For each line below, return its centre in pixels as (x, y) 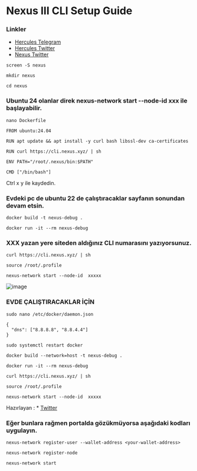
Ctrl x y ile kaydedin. (31, 183)
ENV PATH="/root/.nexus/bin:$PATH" (50, 162)
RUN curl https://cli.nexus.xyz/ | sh (54, 151)
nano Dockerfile (26, 120)
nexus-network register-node (42, 453)
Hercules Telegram (38, 42)
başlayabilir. (24, 108)
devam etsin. (25, 206)
